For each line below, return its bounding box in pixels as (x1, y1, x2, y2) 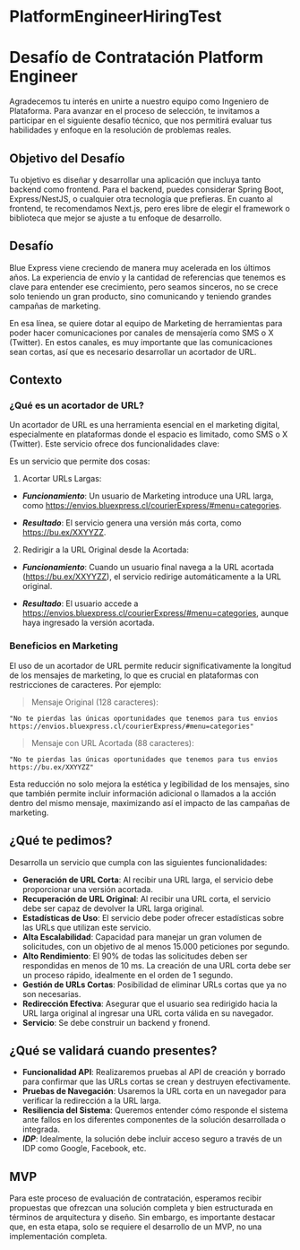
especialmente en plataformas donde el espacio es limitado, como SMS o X (9, 429, 288, 440)
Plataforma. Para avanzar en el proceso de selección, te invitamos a (9, 106, 260, 117)
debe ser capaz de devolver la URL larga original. (21, 903, 204, 914)
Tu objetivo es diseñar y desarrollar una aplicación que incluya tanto (9, 174, 261, 185)
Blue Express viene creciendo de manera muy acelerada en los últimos (9, 262, 271, 273)
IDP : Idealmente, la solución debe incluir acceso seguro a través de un (21, 1133, 283, 1144)
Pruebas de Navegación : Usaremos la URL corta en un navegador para (21, 1086, 287, 1097)
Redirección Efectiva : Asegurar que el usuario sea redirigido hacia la (21, 998, 278, 1009)
